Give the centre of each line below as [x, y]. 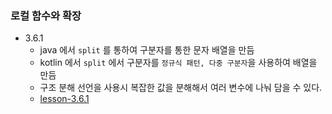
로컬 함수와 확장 [46, 15]
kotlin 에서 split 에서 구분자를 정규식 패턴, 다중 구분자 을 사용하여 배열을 [178, 63]
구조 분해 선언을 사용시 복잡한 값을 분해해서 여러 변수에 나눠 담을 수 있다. [181, 88]
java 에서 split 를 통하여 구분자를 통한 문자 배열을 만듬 [147, 50]
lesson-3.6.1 [64, 99]
